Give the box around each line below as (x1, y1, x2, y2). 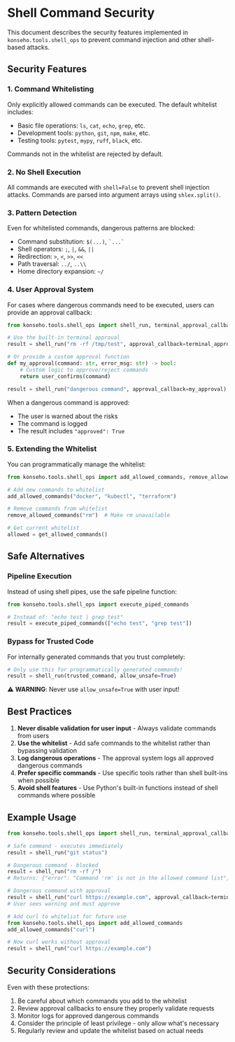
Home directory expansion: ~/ (17, 268, 104, 276)
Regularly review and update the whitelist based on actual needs (17, 1026, 204, 1034)
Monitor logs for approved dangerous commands (17, 1011, 159, 1020)
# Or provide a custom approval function (7, 354, 130, 361)
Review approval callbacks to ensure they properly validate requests (17, 1003, 215, 1013)
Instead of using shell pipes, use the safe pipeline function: (7, 587, 177, 596)
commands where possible (17, 791, 96, 800)
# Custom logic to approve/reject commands (20, 366, 149, 373)
